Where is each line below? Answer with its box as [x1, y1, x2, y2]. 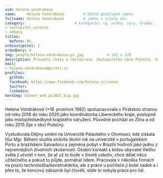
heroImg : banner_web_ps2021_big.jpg [5, 93, 79, 98]
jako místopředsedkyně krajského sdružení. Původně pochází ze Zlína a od [5, 117, 155, 123]
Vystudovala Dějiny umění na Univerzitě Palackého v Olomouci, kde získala [5, 131, 155, 137]
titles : [5, 35, 21, 39]
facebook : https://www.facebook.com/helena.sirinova [9, 79, 118, 84]
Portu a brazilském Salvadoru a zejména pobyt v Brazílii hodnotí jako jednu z [5, 142, 158, 147]
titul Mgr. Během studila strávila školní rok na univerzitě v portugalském [5, 137, 147, 142]
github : [9, 75, 25, 80]
